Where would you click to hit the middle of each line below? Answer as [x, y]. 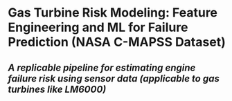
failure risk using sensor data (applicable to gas [114, 79]
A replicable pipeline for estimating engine [102, 67]
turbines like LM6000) [57, 89]
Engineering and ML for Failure [98, 27]
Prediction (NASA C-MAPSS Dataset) [117, 42]
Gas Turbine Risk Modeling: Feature [113, 13]
